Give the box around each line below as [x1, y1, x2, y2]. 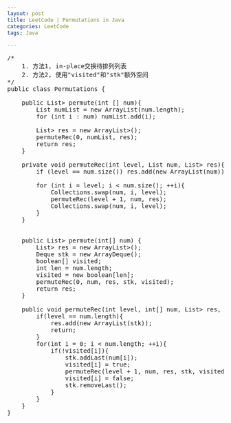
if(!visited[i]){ [50, 347, 109, 355]
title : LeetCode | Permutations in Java [7, 17, 125, 23]
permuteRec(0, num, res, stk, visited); [36, 278, 174, 286]
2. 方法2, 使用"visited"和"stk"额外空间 [21, 71, 149, 79]
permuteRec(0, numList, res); [36, 134, 138, 141]
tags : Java [7, 29, 38, 37]
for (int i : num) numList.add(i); [36, 113, 156, 121]
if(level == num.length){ [36, 313, 124, 320]
